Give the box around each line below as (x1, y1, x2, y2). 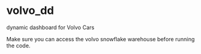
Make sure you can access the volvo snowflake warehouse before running (6, 35, 195, 42)
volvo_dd (6, 4, 54, 18)
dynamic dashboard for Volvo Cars (6, 24, 95, 31)
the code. (6, 42, 31, 49)
